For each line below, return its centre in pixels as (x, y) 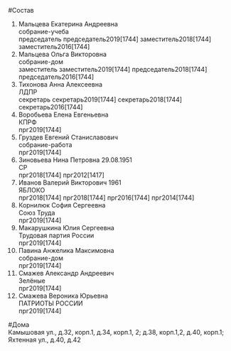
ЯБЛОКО (32, 190)
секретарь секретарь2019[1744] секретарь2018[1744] (100, 99)
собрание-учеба (44, 32)
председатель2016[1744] (56, 77)
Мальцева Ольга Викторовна (63, 54)
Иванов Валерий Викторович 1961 (70, 183)
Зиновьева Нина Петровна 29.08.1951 (75, 160)
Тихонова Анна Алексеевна (60, 84)
